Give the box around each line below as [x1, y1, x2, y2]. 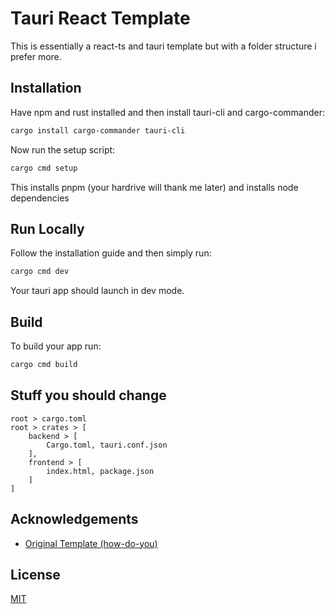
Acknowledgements [10, 511, 139, 528]
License [10, 566, 61, 583]
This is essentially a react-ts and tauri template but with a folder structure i [10, 40, 317, 52]
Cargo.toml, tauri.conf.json [46, 440, 168, 450]
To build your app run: [10, 340, 102, 352]
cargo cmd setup [10, 163, 78, 173]
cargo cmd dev [10, 267, 70, 277]
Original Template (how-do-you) [24, 537, 158, 549]
